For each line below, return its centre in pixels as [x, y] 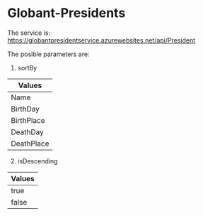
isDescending [37, 161]
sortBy [27, 67]
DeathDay [27, 131]
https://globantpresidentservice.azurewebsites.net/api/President [101, 40]
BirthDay [25, 109]
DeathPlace [30, 144]
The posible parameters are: [48, 54]
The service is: [29, 33]
